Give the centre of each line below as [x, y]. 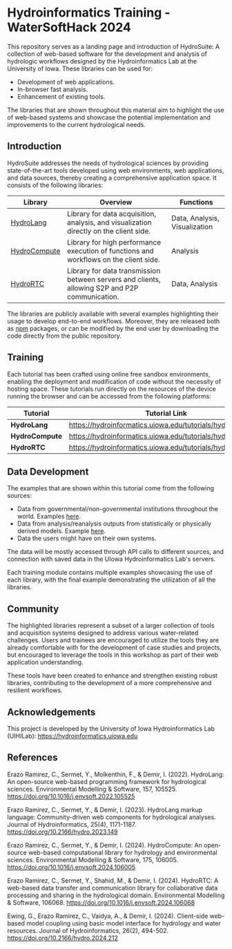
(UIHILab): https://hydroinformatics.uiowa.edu [72, 736]
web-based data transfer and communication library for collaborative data [113, 888]
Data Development [48, 471]
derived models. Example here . [61, 531]
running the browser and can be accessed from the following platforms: [109, 396]
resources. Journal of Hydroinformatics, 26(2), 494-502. [88, 930]
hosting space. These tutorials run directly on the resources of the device [112, 389]
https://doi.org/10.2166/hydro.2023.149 [63, 832]
